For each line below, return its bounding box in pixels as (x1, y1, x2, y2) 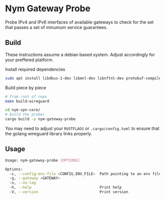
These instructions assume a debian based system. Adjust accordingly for (5, 51, 155, 57)
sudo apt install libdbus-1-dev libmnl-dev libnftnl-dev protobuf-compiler (5, 75, 164, 81)
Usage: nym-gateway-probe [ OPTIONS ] (5, 158, 80, 163)
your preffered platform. (5, 57, 54, 63)
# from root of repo (5, 94, 48, 99)
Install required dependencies (5, 66, 65, 72)
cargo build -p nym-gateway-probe (5, 117, 76, 122)
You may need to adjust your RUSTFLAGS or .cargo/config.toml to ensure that (5, 125, 160, 131)
